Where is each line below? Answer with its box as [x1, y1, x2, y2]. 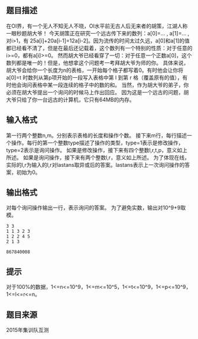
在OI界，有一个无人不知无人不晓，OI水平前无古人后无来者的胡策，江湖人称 [6, 22, 188, 29]
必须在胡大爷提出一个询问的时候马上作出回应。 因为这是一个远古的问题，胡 [6, 88, 189, 96]
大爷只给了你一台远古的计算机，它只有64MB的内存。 [6, 96, 135, 103]
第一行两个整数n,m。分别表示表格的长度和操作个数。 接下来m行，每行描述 [6, 131, 187, 139]
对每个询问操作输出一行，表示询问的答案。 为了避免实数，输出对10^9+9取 [6, 204, 186, 211]
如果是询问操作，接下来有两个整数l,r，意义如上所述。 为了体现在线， [22, 154, 190, 161]
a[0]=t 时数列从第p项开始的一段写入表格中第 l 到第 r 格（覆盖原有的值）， [6, 74, 183, 81]
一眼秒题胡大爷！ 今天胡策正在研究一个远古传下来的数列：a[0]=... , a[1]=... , [6, 29, 190, 37]
